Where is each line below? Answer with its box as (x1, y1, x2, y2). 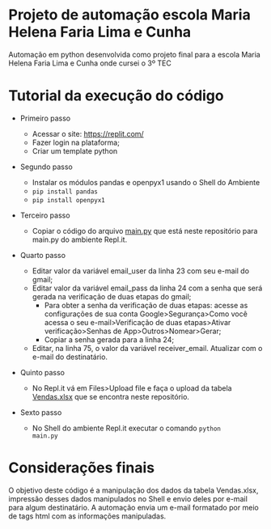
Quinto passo (19, 367, 65, 377)
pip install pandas (32, 188, 99, 196)
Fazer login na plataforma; (32, 138, 120, 147)
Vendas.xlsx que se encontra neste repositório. (32, 391, 190, 401)
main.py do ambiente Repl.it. (32, 235, 128, 244)
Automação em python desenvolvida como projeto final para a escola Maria (8, 49, 260, 59)
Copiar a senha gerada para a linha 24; (44, 334, 175, 345)
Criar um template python (32, 146, 118, 155)
